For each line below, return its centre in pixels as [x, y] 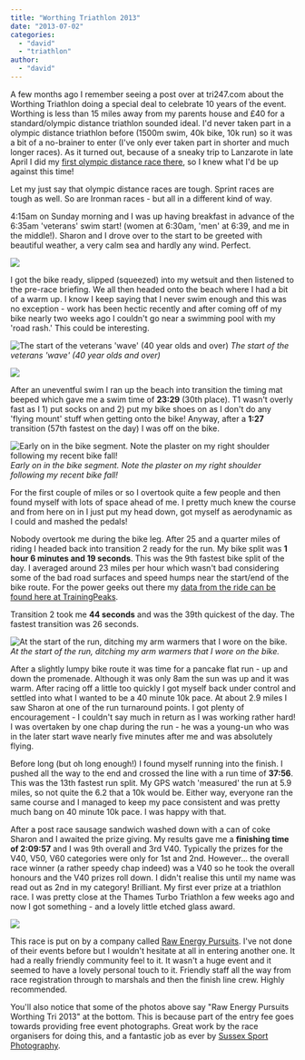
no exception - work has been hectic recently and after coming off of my [146, 309]
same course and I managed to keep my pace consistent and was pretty [145, 802]
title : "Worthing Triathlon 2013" [76, 18]
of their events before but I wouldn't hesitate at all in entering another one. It [153, 950]
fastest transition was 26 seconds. [75, 623]
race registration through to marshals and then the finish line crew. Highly [148, 979]
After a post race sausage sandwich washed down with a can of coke [140, 829]
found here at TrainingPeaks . [64, 596]
